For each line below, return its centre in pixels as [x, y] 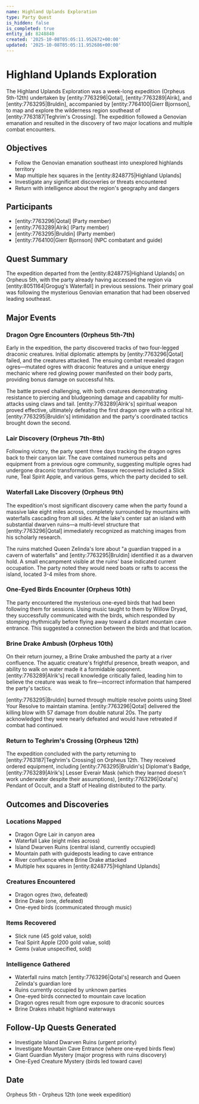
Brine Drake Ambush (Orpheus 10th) [60, 644]
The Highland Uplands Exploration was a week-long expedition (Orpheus [96, 91]
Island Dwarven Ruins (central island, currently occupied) [85, 847]
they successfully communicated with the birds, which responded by [91, 615]
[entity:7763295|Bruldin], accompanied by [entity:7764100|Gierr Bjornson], [98, 104]
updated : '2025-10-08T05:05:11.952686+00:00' [63, 45]
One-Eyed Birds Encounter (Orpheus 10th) [69, 590]
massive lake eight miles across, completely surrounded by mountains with [98, 511]
